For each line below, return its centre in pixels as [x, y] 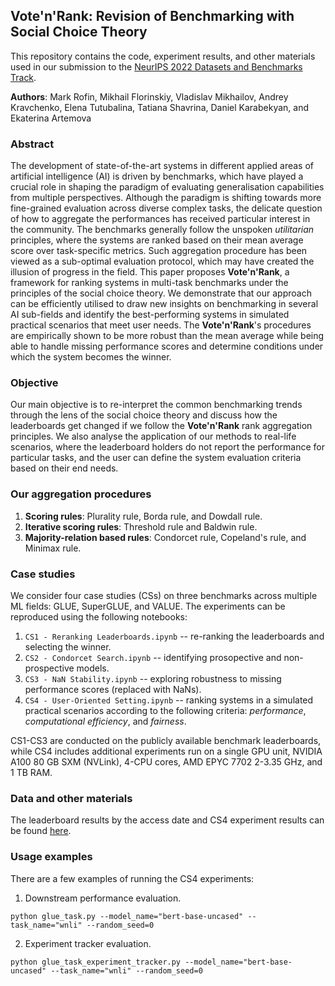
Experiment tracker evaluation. [88, 943]
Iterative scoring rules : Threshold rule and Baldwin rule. [141, 526]
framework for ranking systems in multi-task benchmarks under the [149, 283]
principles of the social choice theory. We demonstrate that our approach [161, 293]
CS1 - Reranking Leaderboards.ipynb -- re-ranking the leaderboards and [174, 636]
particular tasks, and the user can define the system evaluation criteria [156, 458]
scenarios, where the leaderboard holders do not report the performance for [167, 447]
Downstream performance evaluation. [103, 898]
